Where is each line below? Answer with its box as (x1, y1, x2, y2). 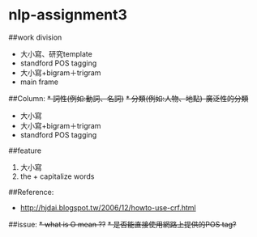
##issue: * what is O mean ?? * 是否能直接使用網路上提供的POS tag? (8, 219, 237, 229)
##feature (8, 146, 42, 155)
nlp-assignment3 (8, 6, 128, 24)
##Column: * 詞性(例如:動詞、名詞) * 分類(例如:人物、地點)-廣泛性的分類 (8, 93, 249, 103)
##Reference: (8, 187, 54, 197)
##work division (8, 32, 62, 42)
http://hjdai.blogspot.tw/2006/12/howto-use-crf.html (19, 202, 196, 212)
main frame (19, 77, 59, 87)
